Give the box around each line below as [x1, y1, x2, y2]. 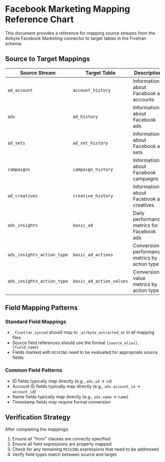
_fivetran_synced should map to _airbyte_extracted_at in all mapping [12, 329, 155, 335]
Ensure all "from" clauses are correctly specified [12, 435, 110, 441]
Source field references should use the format [12, 340, 106, 346]
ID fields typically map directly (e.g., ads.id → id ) [12, 378, 112, 384]
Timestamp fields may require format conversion [12, 399, 111, 405]
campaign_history [73, 166, 113, 172]
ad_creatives [7, 193, 38, 198]
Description [134, 69, 162, 76]
